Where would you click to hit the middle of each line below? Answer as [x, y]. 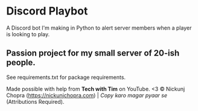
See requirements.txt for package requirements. [66, 77]
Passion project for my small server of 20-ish [93, 53]
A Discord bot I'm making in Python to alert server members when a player [99, 28]
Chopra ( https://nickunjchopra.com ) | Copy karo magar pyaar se [87, 95]
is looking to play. [28, 34]
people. [21, 62]
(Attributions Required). [35, 101]
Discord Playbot [47, 11]
